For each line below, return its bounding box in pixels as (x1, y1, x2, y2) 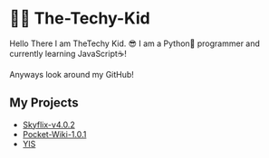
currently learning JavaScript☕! (9, 48, 127, 59)
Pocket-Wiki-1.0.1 (22, 128, 87, 139)
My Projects (9, 95, 79, 111)
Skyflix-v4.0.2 (22, 119, 75, 130)
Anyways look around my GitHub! (9, 69, 134, 79)
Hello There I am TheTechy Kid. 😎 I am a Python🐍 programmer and (9, 38, 261, 49)
